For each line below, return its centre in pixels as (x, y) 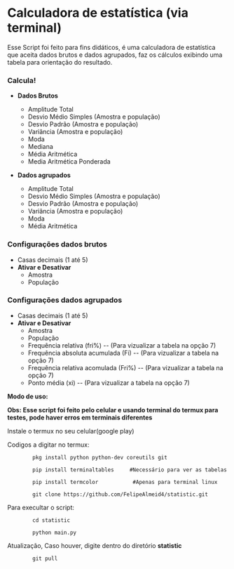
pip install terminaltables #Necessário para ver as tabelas (130, 470)
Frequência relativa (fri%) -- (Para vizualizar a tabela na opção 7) (122, 345)
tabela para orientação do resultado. (60, 62)
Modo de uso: (28, 396)
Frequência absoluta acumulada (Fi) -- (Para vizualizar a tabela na (123, 353)
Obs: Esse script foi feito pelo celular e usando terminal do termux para (113, 410)
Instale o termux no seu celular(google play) (71, 431)
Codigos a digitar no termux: (48, 445)
